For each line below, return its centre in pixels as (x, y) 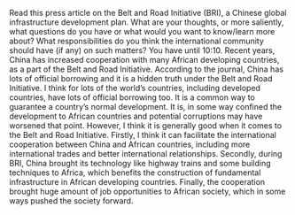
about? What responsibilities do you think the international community (136, 41)
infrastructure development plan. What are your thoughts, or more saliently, (147, 22)
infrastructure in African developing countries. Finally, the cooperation (137, 182)
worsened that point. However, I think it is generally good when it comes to (145, 126)
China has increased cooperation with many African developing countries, (144, 60)
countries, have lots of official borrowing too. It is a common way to (132, 97)
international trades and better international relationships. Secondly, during (146, 154)
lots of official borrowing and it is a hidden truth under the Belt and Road (141, 78)
